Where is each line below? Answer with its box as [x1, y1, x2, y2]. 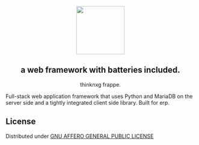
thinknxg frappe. [80, 81, 121, 88]
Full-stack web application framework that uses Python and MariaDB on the [5, 93, 193, 100]
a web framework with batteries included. [20, 65, 181, 75]
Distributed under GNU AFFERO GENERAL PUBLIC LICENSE [5, 132, 154, 140]
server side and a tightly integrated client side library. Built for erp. [5, 99, 170, 106]
